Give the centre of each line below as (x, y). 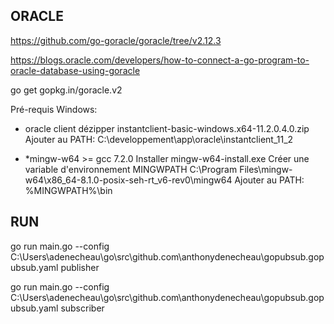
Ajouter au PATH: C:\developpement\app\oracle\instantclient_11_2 (159, 139)
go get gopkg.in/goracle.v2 (66, 90)
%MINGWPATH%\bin (68, 190)
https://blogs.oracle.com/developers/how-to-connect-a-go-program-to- (160, 60)
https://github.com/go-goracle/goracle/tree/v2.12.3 (116, 40)
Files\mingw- (266, 169)
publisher (80, 267)
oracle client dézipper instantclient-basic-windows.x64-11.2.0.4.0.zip (167, 128)
